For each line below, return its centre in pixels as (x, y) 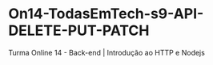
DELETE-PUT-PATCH (79, 31)
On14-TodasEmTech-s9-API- (106, 14)
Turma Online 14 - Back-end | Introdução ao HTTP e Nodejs (107, 52)
